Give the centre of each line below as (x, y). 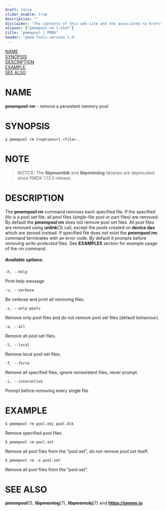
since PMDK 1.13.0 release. (44, 178)
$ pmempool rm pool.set (30, 442)
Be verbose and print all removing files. (45, 299)
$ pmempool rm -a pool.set (33, 460)
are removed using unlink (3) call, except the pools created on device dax (80, 227)
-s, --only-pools (23, 308)
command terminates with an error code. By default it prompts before (76, 238)
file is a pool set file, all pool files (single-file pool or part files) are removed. (82, 217)
